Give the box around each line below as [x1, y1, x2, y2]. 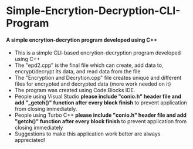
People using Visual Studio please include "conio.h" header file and [14, 93, 182, 100]
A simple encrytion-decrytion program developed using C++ [6, 36, 157, 43]
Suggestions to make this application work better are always [14, 130, 161, 137]
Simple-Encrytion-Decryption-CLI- [6, 4, 181, 18]
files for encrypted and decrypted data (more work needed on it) [14, 80, 171, 87]
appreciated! [14, 137, 46, 144]
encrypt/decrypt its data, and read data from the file [14, 68, 141, 75]
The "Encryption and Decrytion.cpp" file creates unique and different [14, 74, 182, 82]
